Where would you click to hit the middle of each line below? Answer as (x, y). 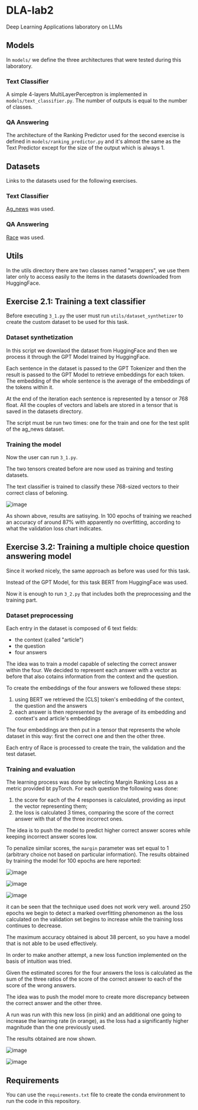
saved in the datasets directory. (44, 411)
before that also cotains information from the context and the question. (92, 676)
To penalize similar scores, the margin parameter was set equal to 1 (87, 848)
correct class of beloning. (38, 492)
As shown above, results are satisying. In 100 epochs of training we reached (99, 516)
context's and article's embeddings (58, 718)
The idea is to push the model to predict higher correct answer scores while (98, 831)
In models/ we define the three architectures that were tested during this (94, 59)
